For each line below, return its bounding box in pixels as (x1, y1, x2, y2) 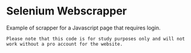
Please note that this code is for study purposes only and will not (6, 36, 186, 42)
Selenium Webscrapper (6, 4, 127, 18)
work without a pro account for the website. (6, 41, 123, 47)
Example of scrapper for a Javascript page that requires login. (6, 24, 161, 31)
